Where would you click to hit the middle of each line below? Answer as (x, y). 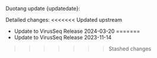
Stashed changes (130, 49)
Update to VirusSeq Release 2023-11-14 (63, 37)
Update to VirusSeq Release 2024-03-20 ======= (77, 31)
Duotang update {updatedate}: (43, 8)
